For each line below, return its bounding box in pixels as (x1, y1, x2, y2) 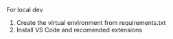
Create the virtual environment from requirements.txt (16, 19, 166, 26)
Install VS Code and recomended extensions (16, 26, 142, 34)
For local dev (6, 6, 43, 13)
